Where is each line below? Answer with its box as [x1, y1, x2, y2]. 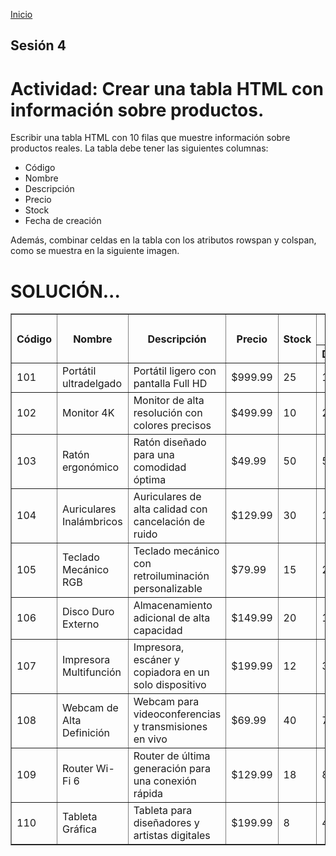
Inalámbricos [62, 515, 123, 529]
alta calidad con [133, 502, 208, 516]
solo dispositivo [133, 678, 207, 692]
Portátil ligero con [133, 364, 217, 378]
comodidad [133, 460, 187, 474]
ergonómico [62, 460, 120, 474]
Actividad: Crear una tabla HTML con [10, 77, 324, 100]
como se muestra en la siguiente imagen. [10, 245, 180, 257]
